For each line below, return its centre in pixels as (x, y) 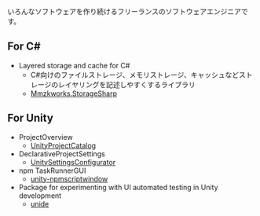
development (40, 196)
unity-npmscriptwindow (69, 178)
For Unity (31, 118)
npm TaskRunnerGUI (52, 170)
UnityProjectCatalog (63, 145)
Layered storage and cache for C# (74, 65)
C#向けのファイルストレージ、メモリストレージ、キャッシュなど (135, 75)
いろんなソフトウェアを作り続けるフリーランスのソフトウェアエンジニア (124, 11)
